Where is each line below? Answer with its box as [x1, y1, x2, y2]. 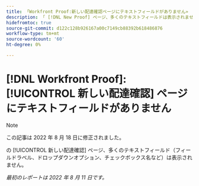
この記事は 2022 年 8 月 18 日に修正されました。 [6, 134, 125, 141]
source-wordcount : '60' [6, 36, 65, 42]
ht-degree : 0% [6, 42, 41, 48]
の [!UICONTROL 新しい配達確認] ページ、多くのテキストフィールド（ [6, 146, 176, 153]
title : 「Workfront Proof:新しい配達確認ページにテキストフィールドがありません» [6, 8, 188, 15]
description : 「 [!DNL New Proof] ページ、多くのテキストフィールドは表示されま [6, 14, 190, 20]
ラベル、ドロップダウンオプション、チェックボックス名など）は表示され [16, 153, 192, 161]
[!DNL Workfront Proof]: [6, 72, 127, 86]
